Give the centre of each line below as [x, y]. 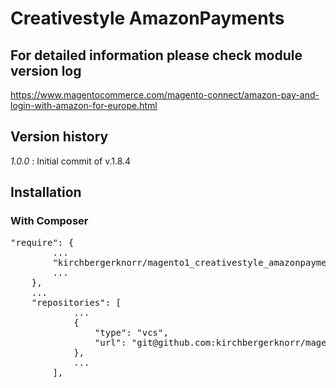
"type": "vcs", [131, 332]
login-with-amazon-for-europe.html [84, 105]
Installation [46, 192]
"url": [110, 342]
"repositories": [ [76, 302]
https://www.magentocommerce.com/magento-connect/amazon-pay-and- [165, 95]
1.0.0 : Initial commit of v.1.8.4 [71, 161]
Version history [59, 137]
